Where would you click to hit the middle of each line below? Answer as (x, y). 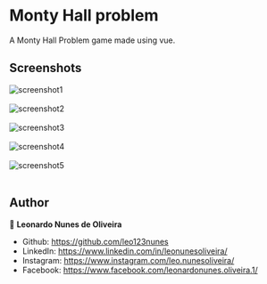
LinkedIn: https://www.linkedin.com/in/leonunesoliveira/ (125, 251)
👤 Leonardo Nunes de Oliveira (66, 224)
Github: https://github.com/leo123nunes (95, 241)
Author (29, 203)
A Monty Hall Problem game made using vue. (92, 40)
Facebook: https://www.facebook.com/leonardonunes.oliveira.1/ (140, 270)
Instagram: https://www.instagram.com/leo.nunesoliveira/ (128, 260)
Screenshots (46, 68)
